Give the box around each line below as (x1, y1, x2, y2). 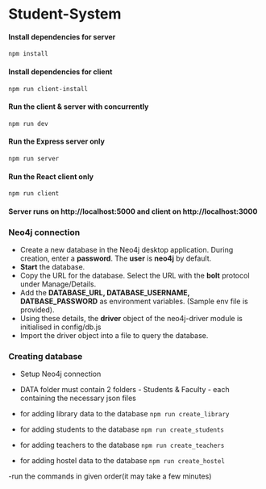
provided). (19, 305, 55, 315)
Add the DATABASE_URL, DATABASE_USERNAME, (19, 288, 190, 298)
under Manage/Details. (19, 279, 97, 289)
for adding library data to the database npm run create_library (19, 409, 230, 419)
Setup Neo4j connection (19, 369, 102, 379)
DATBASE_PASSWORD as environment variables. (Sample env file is (19, 296, 248, 307)
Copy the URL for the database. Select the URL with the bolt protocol (19, 271, 250, 281)
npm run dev (8, 119, 48, 127)
